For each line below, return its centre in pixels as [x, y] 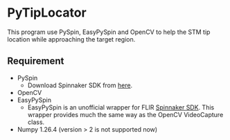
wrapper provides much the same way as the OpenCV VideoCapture [125, 114]
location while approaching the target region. [71, 39]
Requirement [36, 61]
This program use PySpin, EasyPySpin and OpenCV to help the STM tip [109, 32]
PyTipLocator [47, 13]
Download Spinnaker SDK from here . [80, 85]
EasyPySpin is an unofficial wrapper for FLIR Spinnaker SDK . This [121, 107]
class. [36, 122]
